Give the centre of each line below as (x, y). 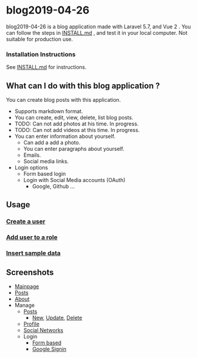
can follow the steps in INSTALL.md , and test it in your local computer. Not (97, 32)
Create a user (26, 221)
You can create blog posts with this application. (64, 100)
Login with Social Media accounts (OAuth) (74, 180)
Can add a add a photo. (52, 142)
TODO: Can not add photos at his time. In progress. (77, 124)
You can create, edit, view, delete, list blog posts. (74, 118)
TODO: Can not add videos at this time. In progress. (77, 130)
